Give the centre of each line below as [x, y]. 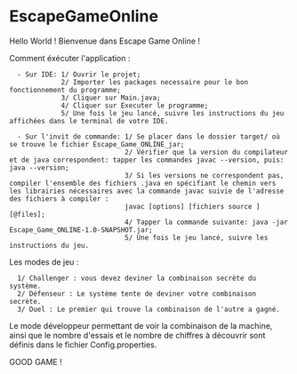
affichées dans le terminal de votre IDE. [89, 121]
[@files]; [28, 214]
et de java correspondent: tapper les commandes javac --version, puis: [147, 160]
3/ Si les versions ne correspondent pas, [204, 175]
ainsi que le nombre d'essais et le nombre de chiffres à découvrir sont [137, 335]
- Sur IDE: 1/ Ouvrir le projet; [79, 74]
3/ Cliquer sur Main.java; [111, 98]
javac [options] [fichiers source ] [192, 206]
